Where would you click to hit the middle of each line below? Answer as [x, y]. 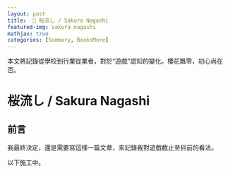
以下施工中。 [26, 162]
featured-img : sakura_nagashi [52, 27]
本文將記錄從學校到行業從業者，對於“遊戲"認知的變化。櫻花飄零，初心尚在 [115, 61]
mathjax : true [28, 34]
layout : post [26, 14]
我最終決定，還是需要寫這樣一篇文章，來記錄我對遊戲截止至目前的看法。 [112, 148]
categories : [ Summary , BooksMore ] [58, 40]
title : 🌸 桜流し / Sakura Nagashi [58, 20]
